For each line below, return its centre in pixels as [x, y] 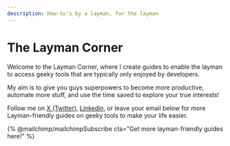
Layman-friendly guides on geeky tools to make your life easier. [97, 115]
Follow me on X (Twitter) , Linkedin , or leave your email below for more [106, 108]
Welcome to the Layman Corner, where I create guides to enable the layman [115, 67]
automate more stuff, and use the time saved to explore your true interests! [113, 94]
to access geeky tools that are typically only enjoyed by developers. [104, 74]
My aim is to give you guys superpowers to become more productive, [106, 87]
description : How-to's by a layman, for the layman [83, 13]
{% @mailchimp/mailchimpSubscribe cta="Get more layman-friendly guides [115, 129]
